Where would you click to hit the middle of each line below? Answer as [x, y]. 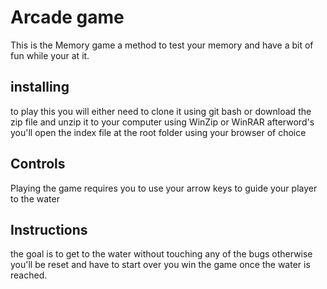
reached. [29, 275]
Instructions [49, 229]
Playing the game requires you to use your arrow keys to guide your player [164, 188]
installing [40, 87]
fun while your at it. [50, 55]
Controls [38, 164]
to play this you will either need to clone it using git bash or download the [161, 111]
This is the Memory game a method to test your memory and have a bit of [162, 45]
